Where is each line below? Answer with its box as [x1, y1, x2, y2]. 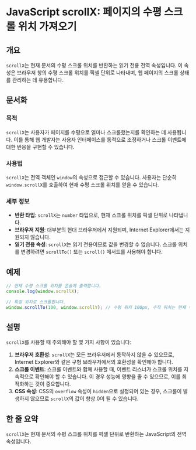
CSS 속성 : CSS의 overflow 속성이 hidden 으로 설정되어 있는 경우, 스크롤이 [14, 388, 182, 395]
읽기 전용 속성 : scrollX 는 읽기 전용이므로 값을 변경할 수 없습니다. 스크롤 [14, 241, 177, 248]
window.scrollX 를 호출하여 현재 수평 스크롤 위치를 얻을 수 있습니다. [6, 181, 159, 188]
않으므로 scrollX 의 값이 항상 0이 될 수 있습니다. [30, 395, 139, 402]
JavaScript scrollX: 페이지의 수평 [6, 5, 162, 19]
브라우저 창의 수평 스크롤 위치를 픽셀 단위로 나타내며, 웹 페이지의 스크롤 [16, 69, 179, 76]
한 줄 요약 [6, 414, 38, 424]
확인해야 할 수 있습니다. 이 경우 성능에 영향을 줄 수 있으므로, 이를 [34, 373, 181, 380]
